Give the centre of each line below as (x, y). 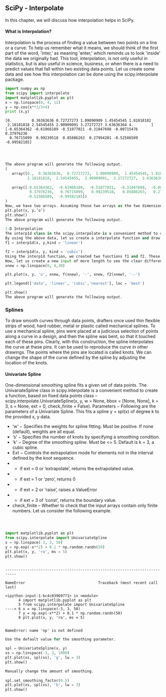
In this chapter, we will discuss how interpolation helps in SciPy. (70, 20)
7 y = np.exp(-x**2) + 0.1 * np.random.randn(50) (70, 613)
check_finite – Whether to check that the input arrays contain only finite (85, 505)
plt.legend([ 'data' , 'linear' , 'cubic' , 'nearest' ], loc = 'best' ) (75, 283)
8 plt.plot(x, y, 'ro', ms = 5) (51, 618)
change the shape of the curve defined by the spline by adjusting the (75, 357)
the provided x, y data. (28, 417)
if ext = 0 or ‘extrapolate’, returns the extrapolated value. (77, 469)
